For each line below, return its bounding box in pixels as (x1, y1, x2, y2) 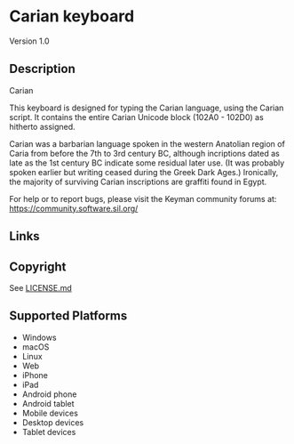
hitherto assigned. (9, 121, 75, 132)
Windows (21, 332, 57, 343)
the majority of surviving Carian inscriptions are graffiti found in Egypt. (9, 176, 267, 187)
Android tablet (21, 398, 75, 408)
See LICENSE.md (9, 282, 73, 293)
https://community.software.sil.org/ (9, 203, 139, 214)
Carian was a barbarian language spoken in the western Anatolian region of (9, 138, 286, 149)
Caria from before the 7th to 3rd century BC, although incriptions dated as (9, 148, 280, 158)
